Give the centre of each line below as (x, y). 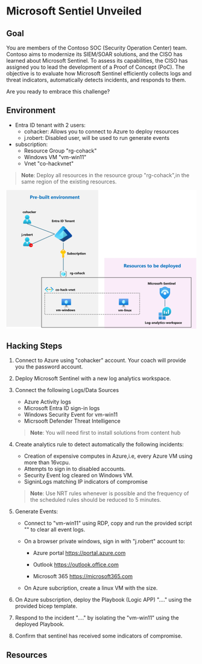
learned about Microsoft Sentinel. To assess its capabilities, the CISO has (97, 61)
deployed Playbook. (39, 624)
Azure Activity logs (47, 402)
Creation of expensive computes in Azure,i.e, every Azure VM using (108, 456)
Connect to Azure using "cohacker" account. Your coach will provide (100, 361)
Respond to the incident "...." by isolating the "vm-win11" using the (97, 618)
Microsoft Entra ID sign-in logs (62, 408)
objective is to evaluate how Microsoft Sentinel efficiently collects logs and (99, 73)
